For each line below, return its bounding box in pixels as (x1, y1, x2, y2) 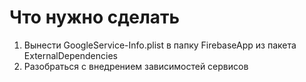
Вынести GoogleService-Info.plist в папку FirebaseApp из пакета (23, 39, 297, 51)
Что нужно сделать (9, 6, 181, 29)
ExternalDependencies (23, 49, 118, 61)
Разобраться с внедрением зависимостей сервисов (23, 60, 249, 72)
